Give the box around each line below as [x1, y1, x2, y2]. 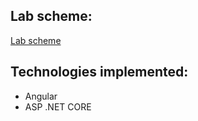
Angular [24, 90, 58, 102]
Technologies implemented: [10, 64, 189, 81]
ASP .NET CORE [24, 100, 92, 113]
